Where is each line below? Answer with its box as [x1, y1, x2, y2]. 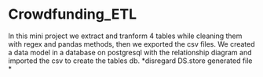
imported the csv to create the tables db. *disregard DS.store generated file [8, 56, 253, 65]
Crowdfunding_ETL [8, 5, 137, 23]
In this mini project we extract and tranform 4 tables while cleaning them [8, 31, 243, 40]
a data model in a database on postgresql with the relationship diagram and [8, 47, 252, 57]
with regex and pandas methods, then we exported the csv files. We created [8, 39, 255, 48]
